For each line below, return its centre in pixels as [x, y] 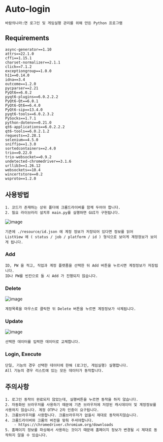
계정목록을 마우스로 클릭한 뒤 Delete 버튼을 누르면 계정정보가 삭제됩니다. [71, 309]
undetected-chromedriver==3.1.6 [38, 161]
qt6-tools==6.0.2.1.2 [27, 131]
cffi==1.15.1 [18, 58]
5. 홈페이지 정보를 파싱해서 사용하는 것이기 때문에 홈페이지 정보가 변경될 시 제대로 [78, 430]
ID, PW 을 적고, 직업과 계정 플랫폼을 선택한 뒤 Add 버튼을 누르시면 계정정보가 [76, 265]
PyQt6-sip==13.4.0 [24, 110]
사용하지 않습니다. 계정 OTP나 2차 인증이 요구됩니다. [52, 410]
